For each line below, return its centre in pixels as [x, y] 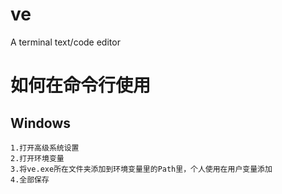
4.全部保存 [30, 179]
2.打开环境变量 [37, 158]
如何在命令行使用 [81, 85]
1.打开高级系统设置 [45, 148]
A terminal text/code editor [65, 42]
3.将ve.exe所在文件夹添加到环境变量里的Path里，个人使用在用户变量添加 [141, 169]
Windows [40, 123]
